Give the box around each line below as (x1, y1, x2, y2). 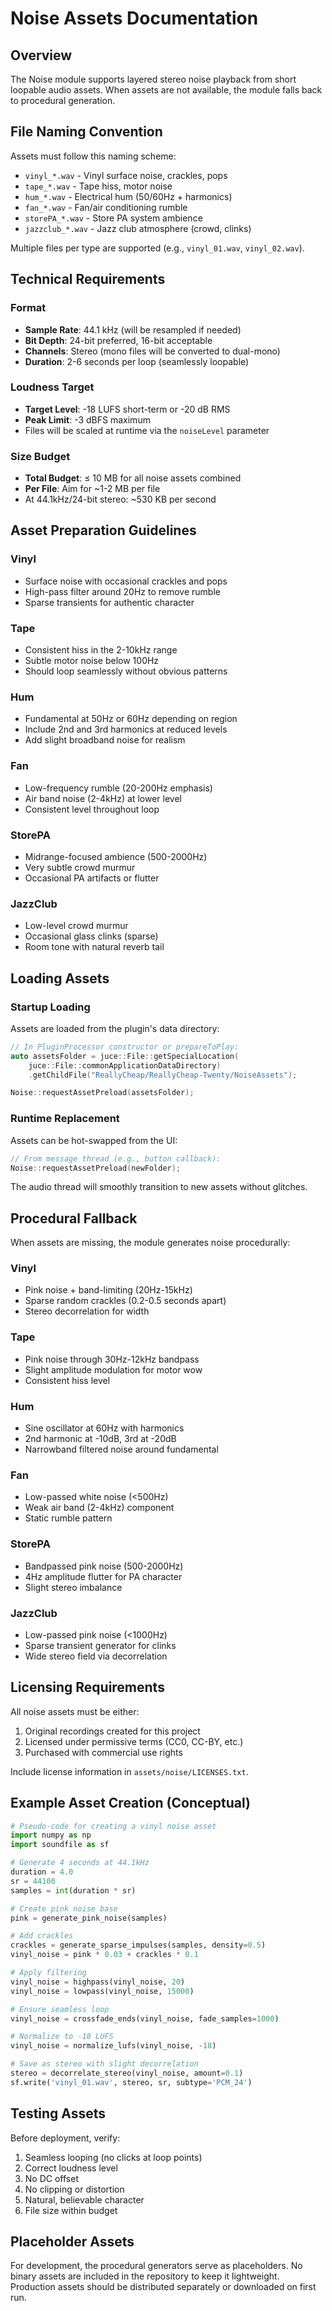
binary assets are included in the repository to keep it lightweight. (10, 2270, 280, 2282)
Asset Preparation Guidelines (10, 522, 197, 539)
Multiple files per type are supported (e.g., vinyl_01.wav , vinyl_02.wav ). (10, 242, 305, 254)
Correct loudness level (24, 2162, 118, 2174)
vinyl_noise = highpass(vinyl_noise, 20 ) (10, 1977, 186, 1987)
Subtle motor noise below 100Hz (24, 655, 160, 667)
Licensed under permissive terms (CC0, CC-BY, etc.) (24, 1735, 244, 1747)
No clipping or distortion (24, 2183, 125, 2195)
